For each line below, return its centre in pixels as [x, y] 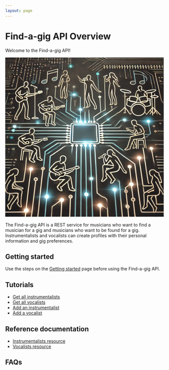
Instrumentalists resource [39, 341]
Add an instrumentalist [36, 308]
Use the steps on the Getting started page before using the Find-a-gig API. [83, 269]
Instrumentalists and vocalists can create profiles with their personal [76, 236]
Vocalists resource [32, 346]
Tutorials [19, 285]
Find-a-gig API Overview [58, 36]
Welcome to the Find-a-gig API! [38, 50]
